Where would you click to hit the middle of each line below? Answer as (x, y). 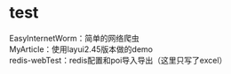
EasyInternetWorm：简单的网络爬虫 (74, 38)
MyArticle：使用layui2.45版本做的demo (81, 49)
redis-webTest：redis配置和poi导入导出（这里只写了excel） (118, 60)
